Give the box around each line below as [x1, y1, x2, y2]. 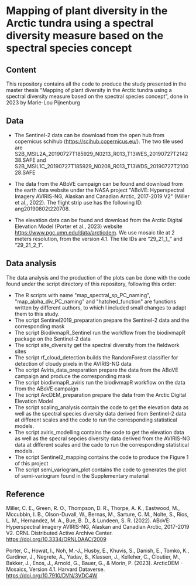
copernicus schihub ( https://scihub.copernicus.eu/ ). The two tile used [14, 138, 184, 145]
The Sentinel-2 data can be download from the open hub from [14, 131, 165, 138]
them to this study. [14, 310, 60, 317]
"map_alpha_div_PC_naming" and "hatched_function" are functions [14, 298, 177, 305]
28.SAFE [14, 169, 36, 176]
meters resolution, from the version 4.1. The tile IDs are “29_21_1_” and [14, 235, 183, 242]
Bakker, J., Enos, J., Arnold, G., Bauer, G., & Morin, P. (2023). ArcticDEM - [6, 560, 183, 567]
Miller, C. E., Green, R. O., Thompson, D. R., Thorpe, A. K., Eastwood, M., [6, 505, 180, 512]
